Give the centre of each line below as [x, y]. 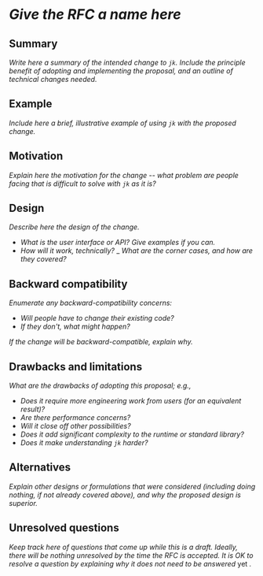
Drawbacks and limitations [76, 367]
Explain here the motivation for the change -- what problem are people [124, 175]
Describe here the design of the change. [74, 227]
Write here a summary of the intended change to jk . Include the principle [127, 62]
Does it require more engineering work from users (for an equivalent [131, 401]
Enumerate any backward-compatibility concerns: [90, 303]
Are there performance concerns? [75, 418]
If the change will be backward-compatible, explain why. [101, 342]
